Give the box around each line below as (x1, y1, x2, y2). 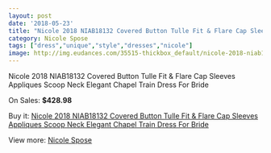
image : (8, 49, 31, 57)
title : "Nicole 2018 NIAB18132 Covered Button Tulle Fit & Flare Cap (8, 27, 248, 35)
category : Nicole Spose (8, 34, 89, 43)
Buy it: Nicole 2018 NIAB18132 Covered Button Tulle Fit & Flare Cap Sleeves (8, 111, 258, 121)
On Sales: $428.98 (8, 96, 73, 105)
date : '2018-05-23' (8, 19, 74, 27)
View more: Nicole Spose (8, 135, 93, 145)
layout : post (8, 11, 52, 20)
